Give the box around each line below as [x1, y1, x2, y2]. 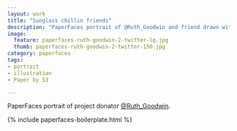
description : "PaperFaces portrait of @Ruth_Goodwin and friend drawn [7, 23, 219, 30]
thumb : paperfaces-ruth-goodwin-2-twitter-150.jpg [13, 43, 166, 50]
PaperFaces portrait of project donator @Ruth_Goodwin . [7, 102, 171, 110]
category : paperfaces [7, 50, 71, 57]
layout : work [7, 10, 46, 18]
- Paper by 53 [7, 76, 49, 84]
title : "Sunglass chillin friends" [7, 17, 112, 24]
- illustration [7, 69, 52, 76]
